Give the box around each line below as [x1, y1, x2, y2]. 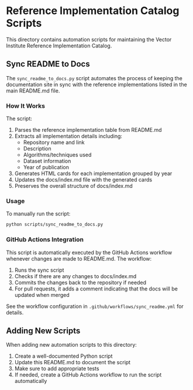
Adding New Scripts [6, 326, 81, 336]
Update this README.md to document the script [14, 359, 130, 366]
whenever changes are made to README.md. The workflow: [6, 255, 152, 262]
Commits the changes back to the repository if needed [14, 279, 146, 286]
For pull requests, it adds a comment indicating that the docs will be [14, 285, 178, 292]
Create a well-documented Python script [14, 353, 113, 360]
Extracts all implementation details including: [14, 133, 123, 140]
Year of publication [23, 164, 69, 171]
